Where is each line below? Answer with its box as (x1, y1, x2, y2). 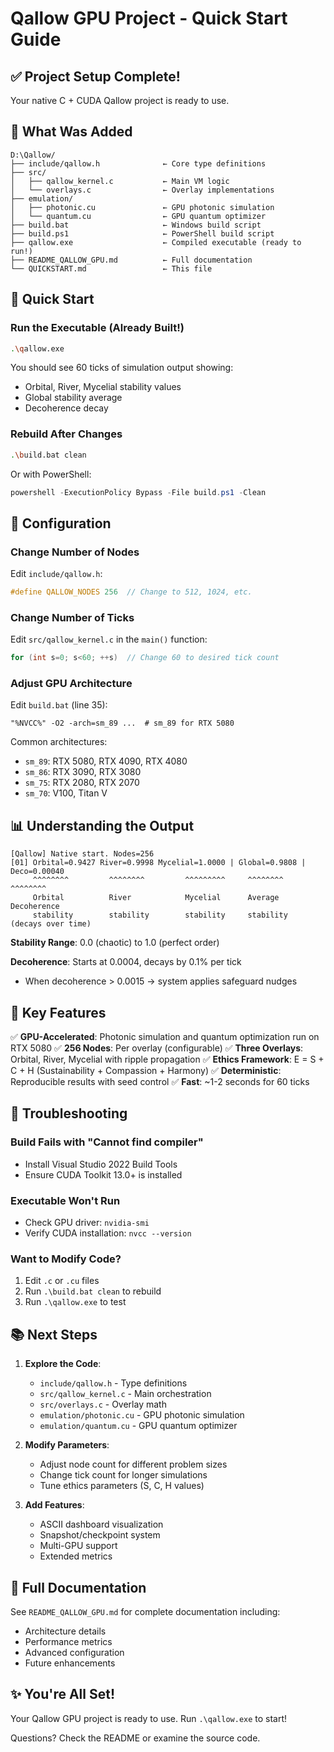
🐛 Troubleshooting (10, 1105, 128, 1122)
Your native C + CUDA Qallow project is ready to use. (10, 95, 230, 106)
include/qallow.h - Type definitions (39, 1377, 188, 1389)
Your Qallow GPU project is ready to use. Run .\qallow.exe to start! (10, 1712, 288, 1724)
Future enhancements (24, 1657, 116, 1669)
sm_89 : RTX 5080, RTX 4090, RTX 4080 (24, 755, 188, 767)
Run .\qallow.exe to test (24, 1296, 127, 1308)
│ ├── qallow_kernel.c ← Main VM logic (10, 176, 230, 186)
